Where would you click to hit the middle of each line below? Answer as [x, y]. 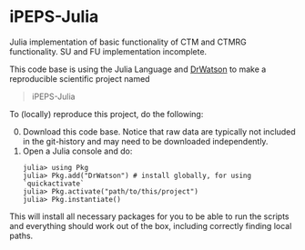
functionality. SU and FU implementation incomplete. [108, 51]
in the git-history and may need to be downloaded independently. [145, 141]
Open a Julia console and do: [77, 151]
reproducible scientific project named [80, 78]
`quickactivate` [53, 184]
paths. [21, 235]
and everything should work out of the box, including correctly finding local [151, 225]
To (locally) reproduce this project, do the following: [107, 114]
